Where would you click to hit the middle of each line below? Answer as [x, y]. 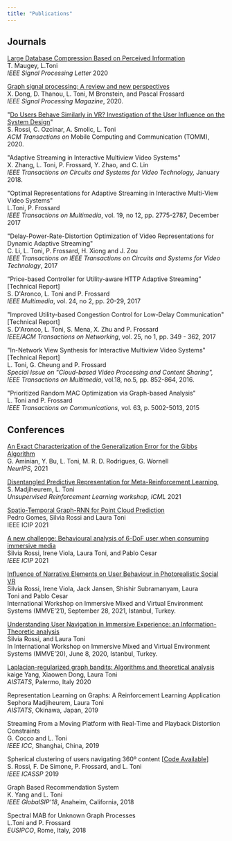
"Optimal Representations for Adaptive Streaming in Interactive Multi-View [113, 193]
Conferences [36, 430]
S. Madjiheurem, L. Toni [41, 489]
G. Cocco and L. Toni [37, 738]
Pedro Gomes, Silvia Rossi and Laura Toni [66, 518]
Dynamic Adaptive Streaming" [50, 244]
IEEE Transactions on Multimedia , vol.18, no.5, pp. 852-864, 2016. [101, 380]
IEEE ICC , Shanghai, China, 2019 [53, 746]
